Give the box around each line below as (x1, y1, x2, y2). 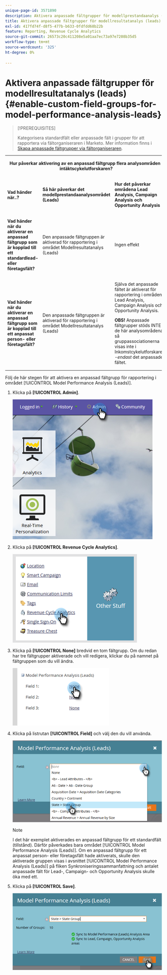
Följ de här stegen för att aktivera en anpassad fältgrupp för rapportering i (5, 375, 157, 381)
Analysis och (114, 197, 143, 203)
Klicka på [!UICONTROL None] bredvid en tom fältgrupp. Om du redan (12, 648, 157, 653)
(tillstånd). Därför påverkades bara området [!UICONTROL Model (12, 842, 145, 848)
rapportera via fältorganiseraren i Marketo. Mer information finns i (17, 140, 152, 146)
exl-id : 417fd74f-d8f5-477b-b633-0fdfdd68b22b (5, 24, 103, 29)
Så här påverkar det (42, 186, 84, 192)
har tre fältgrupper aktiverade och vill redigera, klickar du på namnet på (12, 653, 159, 659)
